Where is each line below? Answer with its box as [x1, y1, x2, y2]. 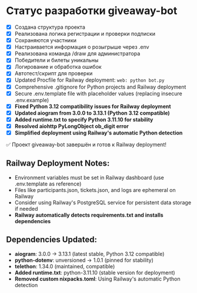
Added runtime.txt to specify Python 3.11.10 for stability [14, 116, 153, 123]
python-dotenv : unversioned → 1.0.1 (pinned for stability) [14, 257, 154, 264]
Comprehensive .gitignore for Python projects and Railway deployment [14, 83, 186, 90]
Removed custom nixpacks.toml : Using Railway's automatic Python [14, 275, 181, 282]
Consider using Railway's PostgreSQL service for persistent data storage [14, 198, 192, 206]
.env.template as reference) [14, 180, 82, 187]
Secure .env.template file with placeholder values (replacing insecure [14, 90, 182, 97]
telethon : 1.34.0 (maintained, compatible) [14, 262, 115, 270]
